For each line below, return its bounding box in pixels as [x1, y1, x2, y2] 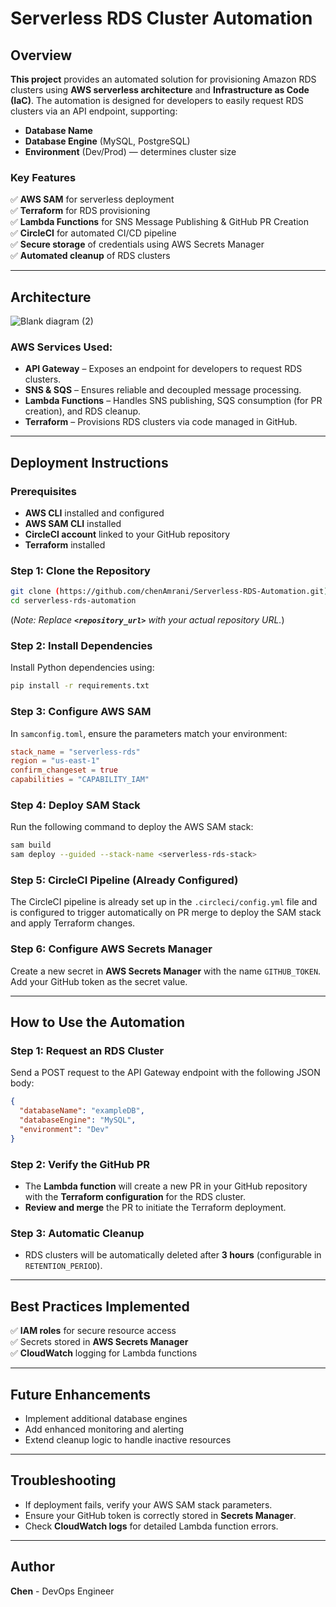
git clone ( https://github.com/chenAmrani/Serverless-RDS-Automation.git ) [10, 587, 329, 597]
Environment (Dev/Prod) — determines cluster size [24, 146, 237, 157]
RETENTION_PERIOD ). [24, 1260, 103, 1272]
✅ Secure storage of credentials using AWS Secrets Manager [10, 238, 265, 251]
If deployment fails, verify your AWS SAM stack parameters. [24, 1498, 273, 1511]
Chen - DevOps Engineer [10, 1585, 115, 1597]
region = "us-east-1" [10, 756, 101, 766]
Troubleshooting [10, 1472, 117, 1489]
